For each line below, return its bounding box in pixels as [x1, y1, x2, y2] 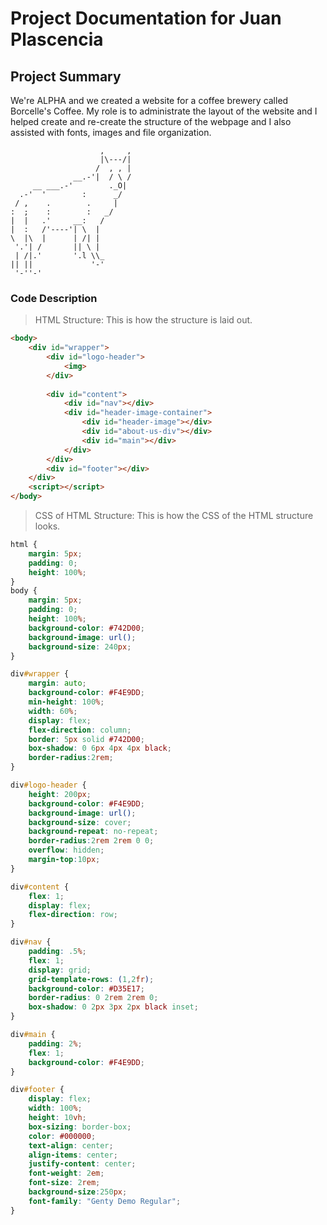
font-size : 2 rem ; [28, 1178, 101, 1188]
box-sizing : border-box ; [28, 1122, 132, 1132]
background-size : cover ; [28, 817, 132, 827]
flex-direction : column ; [28, 725, 132, 735]
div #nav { [10, 937, 52, 947]
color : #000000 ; [28, 1131, 97, 1141]
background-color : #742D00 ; [28, 623, 145, 633]
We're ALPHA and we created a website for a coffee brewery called [10, 95, 289, 106]
